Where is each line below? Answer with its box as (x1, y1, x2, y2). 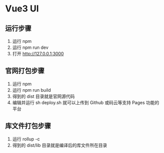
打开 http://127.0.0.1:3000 (12, 51, 64, 56)
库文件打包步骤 (5, 122, 51, 130)
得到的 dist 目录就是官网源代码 (12, 93, 75, 99)
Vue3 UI (5, 3, 39, 14)
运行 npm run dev (12, 44, 49, 50)
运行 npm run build (12, 87, 51, 93)
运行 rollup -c (12, 136, 40, 142)
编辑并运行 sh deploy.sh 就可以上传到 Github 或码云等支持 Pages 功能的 (12, 99, 160, 105)
